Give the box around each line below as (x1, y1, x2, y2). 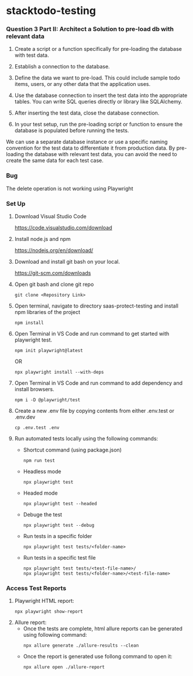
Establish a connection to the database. (14, 63, 110, 70)
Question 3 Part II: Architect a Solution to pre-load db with (6, 25, 174, 33)
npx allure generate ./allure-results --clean (23, 643, 139, 649)
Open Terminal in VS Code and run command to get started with (14, 330, 170, 337)
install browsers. (14, 386, 54, 393)
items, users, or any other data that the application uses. (14, 81, 151, 88)
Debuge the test (23, 511, 63, 518)
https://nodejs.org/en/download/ (14, 247, 94, 254)
